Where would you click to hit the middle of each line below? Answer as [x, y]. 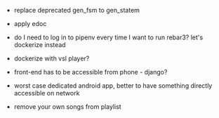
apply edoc [30, 24]
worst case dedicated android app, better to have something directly [113, 86]
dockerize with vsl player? [52, 58]
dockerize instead [40, 45]
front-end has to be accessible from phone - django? [91, 72]
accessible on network [47, 93]
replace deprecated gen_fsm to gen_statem [77, 10]
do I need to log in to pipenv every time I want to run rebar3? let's [108, 37]
